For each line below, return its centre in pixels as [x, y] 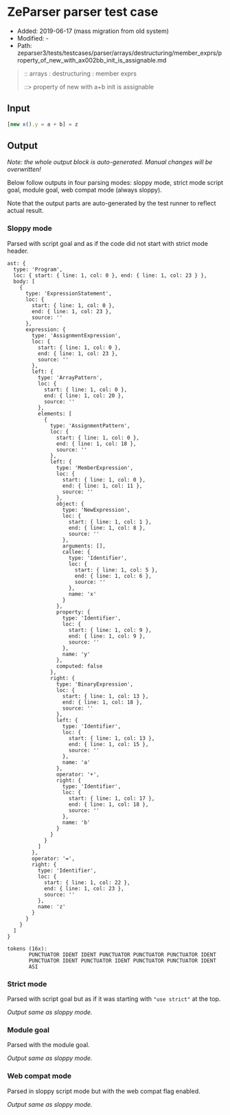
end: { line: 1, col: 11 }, [102, 486]
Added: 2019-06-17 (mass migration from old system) [93, 31]
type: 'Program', [38, 269]
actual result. [25, 211]
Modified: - [33, 38]
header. [18, 251]
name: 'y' [76, 654]
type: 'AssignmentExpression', [77, 335]
